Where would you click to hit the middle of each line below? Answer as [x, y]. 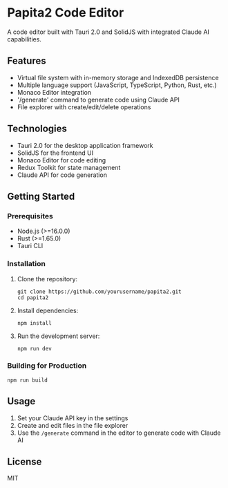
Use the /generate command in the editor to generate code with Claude [119, 433]
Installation [27, 264]
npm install [34, 323]
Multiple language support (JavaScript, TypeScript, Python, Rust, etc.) [117, 85]
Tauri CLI [30, 246]
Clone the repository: [47, 279]
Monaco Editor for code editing [61, 160]
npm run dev [34, 348]
